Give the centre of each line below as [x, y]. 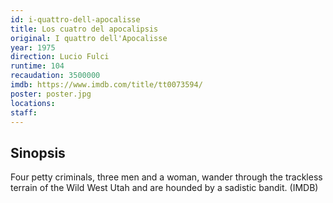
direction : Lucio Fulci [60, 57]
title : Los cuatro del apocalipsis [84, 29]
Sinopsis [38, 152]
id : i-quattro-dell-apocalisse [75, 19]
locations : [33, 103]
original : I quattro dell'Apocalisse [89, 38]
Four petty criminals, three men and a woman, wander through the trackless [166, 177]
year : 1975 [33, 47]
